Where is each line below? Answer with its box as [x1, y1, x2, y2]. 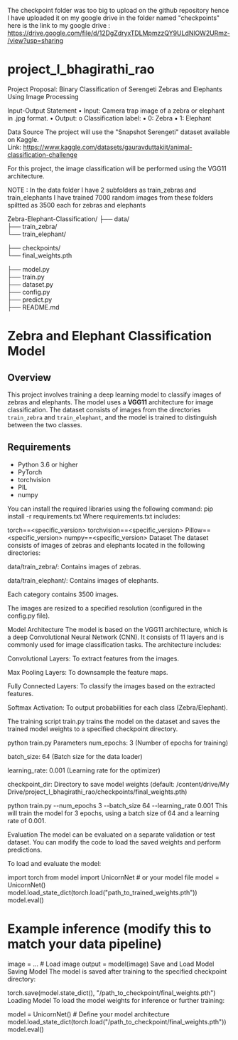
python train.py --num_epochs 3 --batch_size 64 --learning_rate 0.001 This [7, 801, 228, 810]
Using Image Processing [7, 92, 80, 101]
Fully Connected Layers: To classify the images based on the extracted [7, 681, 215, 690]
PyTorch [17, 467, 43, 476]
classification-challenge [7, 150, 78, 159]
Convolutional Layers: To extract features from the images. [7, 654, 180, 663]
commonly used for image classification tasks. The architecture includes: [7, 640, 222, 648]
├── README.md [7, 302, 60, 311]
